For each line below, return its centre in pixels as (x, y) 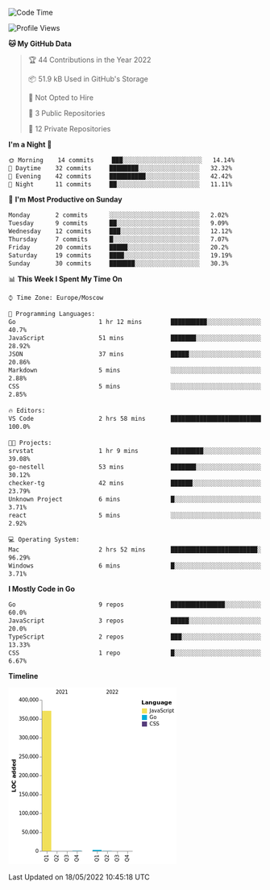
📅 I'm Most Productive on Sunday (65, 199)
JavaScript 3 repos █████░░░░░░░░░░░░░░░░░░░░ (135, 621)
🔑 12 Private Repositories (69, 129)
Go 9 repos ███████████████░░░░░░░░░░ (135, 605)
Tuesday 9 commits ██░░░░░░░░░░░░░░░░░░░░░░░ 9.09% (118, 223)
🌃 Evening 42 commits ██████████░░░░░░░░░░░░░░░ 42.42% (120, 177)
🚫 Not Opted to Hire (61, 98)
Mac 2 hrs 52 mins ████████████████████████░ (135, 550)
